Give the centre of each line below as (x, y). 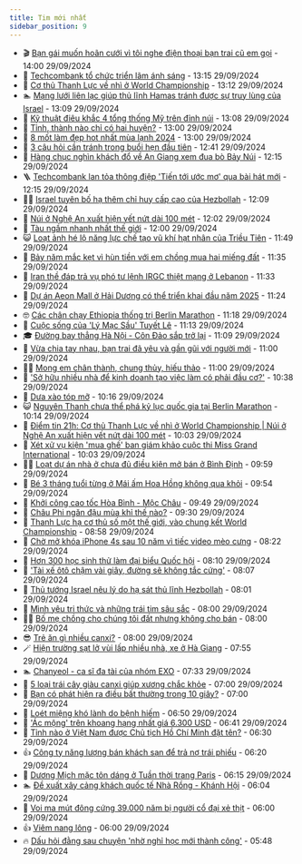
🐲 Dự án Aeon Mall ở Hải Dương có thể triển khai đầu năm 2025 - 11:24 (154, 295)
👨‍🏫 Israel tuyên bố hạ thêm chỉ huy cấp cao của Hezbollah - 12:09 (146, 199)
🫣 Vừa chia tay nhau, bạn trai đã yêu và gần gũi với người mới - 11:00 (150, 348)
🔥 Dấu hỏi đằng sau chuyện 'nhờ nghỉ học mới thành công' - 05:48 (147, 840)
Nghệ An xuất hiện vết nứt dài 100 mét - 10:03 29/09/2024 (132, 435)
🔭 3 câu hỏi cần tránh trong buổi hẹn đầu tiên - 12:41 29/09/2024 (144, 147)
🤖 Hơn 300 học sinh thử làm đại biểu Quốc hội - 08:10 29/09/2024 (146, 560)
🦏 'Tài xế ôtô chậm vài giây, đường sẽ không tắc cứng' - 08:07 (139, 570)
